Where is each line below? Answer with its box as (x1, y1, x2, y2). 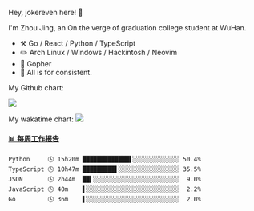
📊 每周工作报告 (8, 133, 60, 143)
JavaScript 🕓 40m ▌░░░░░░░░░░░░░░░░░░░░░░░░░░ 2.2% (8, 185, 202, 193)
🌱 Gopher (19, 59, 52, 68)
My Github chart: (8, 83, 64, 92)
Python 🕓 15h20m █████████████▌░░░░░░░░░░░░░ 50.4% (8, 156, 202, 164)
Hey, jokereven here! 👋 (8, 8, 83, 17)
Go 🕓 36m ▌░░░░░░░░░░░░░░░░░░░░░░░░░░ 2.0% (8, 196, 202, 204)
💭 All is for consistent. (19, 68, 92, 77)
